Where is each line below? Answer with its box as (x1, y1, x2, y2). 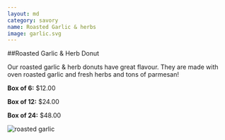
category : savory (7, 17, 59, 24)
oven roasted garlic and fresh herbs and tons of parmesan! (7, 70, 179, 79)
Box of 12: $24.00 (7, 98, 60, 106)
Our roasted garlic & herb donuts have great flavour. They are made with (7, 63, 219, 71)
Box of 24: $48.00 (7, 111, 62, 120)
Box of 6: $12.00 (7, 84, 56, 92)
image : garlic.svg (7, 30, 62, 37)
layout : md (7, 10, 40, 18)
